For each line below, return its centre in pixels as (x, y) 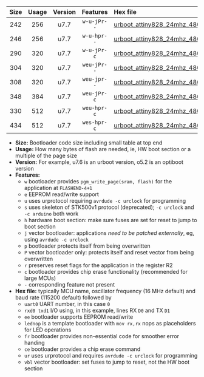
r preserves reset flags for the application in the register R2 (98, 265)
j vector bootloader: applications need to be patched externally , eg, (109, 233)
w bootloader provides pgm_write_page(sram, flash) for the (98, 181)
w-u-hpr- (95, 36)
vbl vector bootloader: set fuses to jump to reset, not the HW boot (107, 362)
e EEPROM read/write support (61, 194)
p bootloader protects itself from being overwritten (87, 246)
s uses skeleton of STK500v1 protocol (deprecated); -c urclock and (109, 207)
